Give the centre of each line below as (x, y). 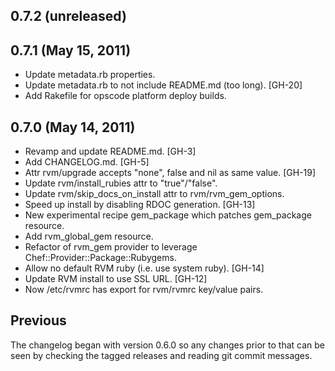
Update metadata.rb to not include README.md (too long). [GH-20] (163, 85)
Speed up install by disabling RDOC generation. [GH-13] (140, 205)
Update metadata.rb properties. (90, 75)
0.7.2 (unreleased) (68, 16)
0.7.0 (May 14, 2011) (73, 127)
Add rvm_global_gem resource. (89, 236)
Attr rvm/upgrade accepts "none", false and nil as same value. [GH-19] (170, 173)
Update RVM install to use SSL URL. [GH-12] (116, 279)
